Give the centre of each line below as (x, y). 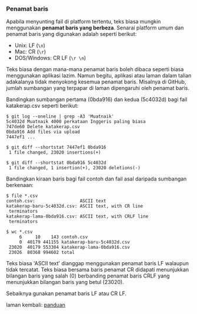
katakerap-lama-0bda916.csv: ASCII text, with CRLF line (77, 216)
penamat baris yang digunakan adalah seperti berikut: (71, 34)
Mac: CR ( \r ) (30, 52)
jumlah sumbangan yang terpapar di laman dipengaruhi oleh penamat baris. (98, 88)
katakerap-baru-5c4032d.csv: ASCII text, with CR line (75, 206)
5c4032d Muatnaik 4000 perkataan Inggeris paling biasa (76, 122)
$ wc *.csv (19, 232)
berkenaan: (20, 185)
